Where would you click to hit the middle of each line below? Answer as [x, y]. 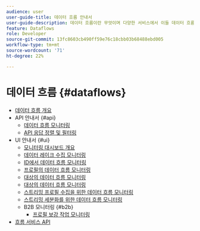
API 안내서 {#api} [35, 117]
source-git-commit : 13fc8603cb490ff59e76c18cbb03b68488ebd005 [85, 39]
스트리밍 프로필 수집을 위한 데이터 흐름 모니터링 [79, 192]
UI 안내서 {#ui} [32, 140]
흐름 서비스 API [32, 221]
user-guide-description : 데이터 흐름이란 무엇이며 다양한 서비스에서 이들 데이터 [95, 23]
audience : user [25, 12]
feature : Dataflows [30, 28]
